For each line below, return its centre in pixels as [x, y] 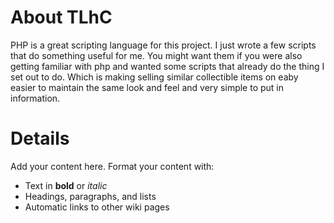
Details [40, 138]
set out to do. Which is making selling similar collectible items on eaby [154, 77]
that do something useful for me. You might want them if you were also [156, 55]
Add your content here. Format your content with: [112, 166]
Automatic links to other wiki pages [97, 207]
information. [35, 98]
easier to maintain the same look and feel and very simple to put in [147, 87]
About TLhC [61, 17]
